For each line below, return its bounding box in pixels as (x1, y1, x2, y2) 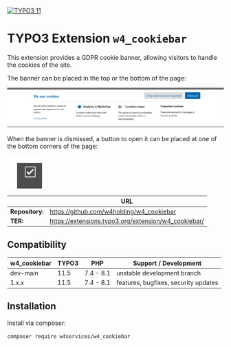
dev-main (10, 269, 39, 277)
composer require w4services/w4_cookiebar (7, 333, 131, 340)
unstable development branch (116, 269, 201, 277)
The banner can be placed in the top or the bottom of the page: (7, 74, 187, 82)
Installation (7, 300, 56, 313)
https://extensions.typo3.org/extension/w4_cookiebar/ (49, 217, 204, 225)
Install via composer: (7, 319, 67, 327)
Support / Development (133, 259, 201, 267)
